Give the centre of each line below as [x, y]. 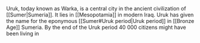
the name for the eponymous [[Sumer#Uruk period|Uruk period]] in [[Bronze [100, 21]
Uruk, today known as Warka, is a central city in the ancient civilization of [96, 9]
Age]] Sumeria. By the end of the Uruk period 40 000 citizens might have [96, 27]
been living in [23, 34]
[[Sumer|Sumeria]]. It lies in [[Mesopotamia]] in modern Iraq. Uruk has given [100, 15]
